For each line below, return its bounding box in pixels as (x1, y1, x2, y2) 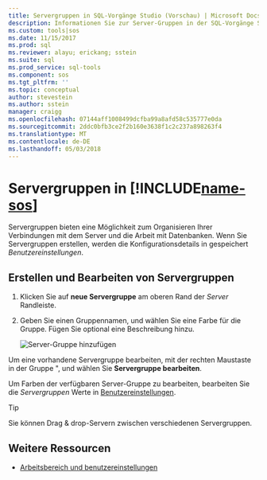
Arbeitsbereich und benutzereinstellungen (19, 462, 158, 472)
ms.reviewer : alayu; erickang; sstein (8, 49, 137, 57)
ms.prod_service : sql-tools (8, 64, 102, 72)
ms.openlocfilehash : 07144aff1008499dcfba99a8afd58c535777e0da (8, 115, 222, 123)
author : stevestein (8, 93, 73, 101)
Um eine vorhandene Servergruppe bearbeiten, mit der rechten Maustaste (8, 355, 252, 365)
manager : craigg (8, 108, 62, 116)
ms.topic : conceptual (8, 85, 80, 94)
